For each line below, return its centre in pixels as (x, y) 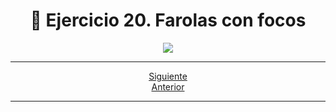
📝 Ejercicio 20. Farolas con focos (168, 20)
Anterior (168, 86)
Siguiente (168, 76)
